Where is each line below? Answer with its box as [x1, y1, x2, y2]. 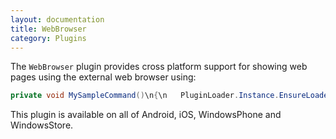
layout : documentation [10, 14, 105, 25]
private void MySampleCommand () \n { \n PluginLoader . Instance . [10, 91, 280, 101]
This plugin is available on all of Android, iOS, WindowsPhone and [10, 109, 282, 121]
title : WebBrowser [10, 24, 87, 34]
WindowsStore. [10, 119, 74, 131]
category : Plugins [10, 33, 87, 43]
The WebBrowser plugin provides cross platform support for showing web [10, 61, 308, 73]
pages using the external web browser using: [10, 71, 197, 83]
